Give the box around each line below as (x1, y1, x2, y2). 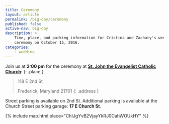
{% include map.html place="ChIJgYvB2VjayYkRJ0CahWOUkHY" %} (5, 112, 149, 118)
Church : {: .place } (5, 68, 44, 74)
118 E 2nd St (17, 78, 43, 84)
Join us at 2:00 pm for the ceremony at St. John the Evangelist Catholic (5, 63, 156, 69)
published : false (5, 21, 42, 27)
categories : (5, 45, 30, 50)
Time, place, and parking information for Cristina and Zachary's (14, 36, 156, 41)
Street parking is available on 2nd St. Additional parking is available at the (5, 97, 157, 103)
